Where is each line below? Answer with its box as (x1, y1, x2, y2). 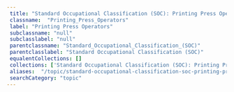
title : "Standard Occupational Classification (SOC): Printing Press (9, 10, 217, 17)
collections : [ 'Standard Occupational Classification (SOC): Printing (9, 62, 219, 68)
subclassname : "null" (9, 29, 73, 37)
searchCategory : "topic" (9, 74, 82, 82)
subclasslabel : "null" (9, 36, 76, 43)
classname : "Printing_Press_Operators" (9, 17, 129, 24)
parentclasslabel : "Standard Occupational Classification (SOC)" (9, 49, 204, 56)
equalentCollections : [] (9, 55, 82, 62)
